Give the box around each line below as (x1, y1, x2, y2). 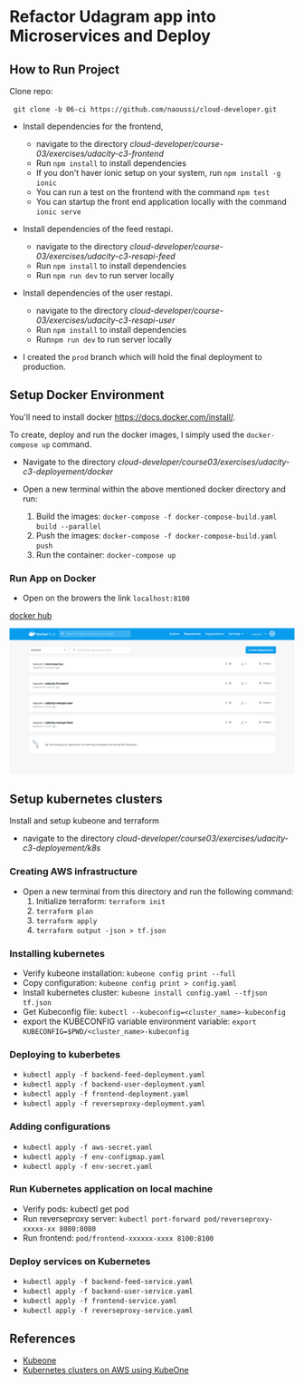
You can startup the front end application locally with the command (35, 197, 287, 207)
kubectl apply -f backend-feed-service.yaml (22, 1277, 194, 1287)
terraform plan (35, 907, 93, 916)
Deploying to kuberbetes (9, 1048, 120, 1060)
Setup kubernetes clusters (9, 791, 163, 806)
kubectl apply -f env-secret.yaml (22, 1162, 153, 1171)
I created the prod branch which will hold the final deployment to (22, 352, 262, 362)
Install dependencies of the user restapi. (22, 288, 174, 298)
